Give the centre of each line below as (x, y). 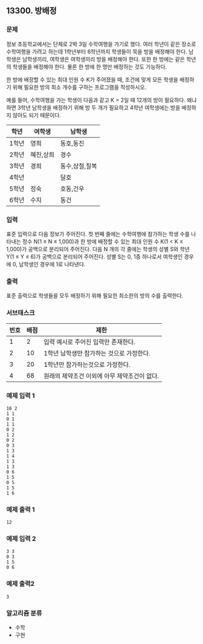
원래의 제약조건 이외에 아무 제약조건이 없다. (101, 376)
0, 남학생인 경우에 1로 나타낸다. (49, 264)
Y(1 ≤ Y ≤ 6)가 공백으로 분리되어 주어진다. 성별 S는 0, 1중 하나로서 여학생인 (95, 257)
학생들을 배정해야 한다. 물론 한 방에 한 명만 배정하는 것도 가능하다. (90, 67)
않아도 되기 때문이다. (37, 115)
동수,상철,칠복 (79, 166)
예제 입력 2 (21, 539)
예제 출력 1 (21, 509)
